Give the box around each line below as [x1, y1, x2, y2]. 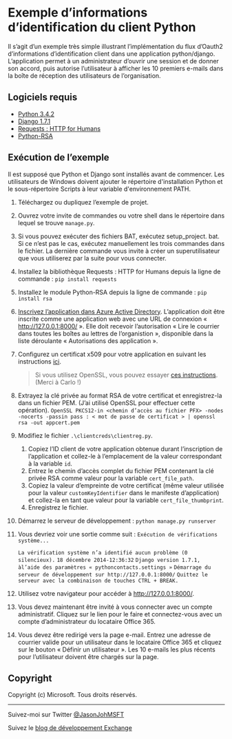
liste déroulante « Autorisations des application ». [17, 336, 158, 345]
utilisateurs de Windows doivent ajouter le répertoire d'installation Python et [8, 177, 223, 185]
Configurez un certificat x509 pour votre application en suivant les [17, 350, 207, 358]
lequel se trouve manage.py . [17, 218, 95, 227]
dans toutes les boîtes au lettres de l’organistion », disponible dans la [17, 329, 214, 337]
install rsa [17, 295, 52, 302]
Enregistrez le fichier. [28, 503, 89, 511]
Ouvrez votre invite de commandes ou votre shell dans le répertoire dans [17, 211, 225, 220]
